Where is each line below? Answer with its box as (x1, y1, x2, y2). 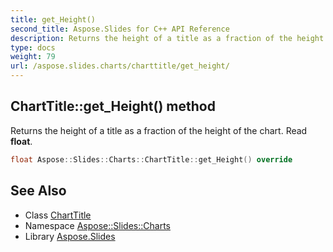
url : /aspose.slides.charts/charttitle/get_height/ (10, 61, 230, 71)
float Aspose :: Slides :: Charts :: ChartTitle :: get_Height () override (10, 154, 293, 165)
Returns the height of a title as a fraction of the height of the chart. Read (10, 124, 308, 136)
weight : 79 (10, 52, 56, 62)
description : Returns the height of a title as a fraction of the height (10, 33, 325, 43)
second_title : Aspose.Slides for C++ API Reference (10, 24, 230, 34)
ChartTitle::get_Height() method (10, 98, 216, 115)
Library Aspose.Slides (24, 230, 116, 242)
